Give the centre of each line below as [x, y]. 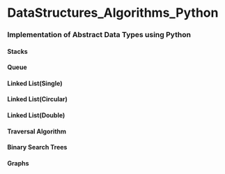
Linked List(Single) [35, 83]
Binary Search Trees [37, 147]
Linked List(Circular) [38, 99]
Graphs [18, 163]
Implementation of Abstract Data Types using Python [99, 35]
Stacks [17, 51]
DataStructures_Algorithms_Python [113, 13]
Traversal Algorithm [37, 131]
